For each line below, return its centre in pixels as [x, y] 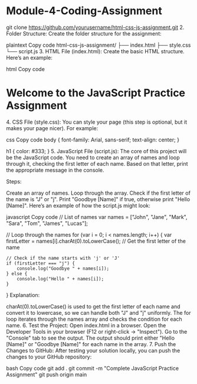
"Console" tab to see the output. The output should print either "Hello [91, 338]
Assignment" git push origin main [47, 375]
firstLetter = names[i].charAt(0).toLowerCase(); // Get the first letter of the [96, 241]
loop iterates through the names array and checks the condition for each [94, 319]
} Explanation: [23, 295]
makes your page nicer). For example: [52, 128]
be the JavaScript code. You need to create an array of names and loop [93, 157]
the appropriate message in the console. [55, 170]
